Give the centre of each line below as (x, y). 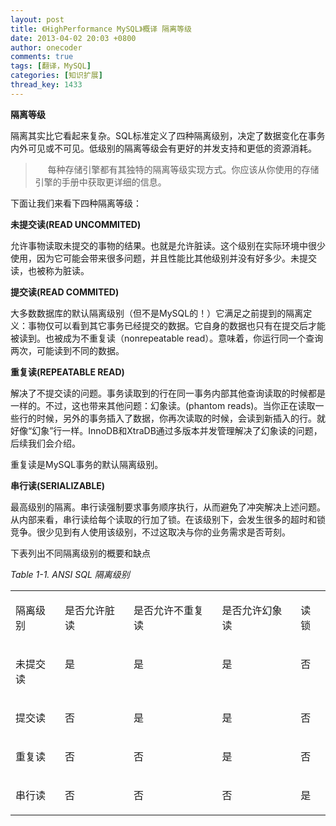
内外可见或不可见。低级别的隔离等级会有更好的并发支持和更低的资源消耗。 (163, 148)
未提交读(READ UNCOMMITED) (76, 224)
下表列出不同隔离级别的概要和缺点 (80, 553)
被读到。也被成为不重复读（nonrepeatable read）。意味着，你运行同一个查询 (167, 338)
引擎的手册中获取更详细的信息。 (100, 182)
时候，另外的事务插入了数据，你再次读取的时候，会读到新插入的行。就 (181, 418)
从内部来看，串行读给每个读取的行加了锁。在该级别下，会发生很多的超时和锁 (168, 519)
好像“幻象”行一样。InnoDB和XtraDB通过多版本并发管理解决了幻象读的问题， (166, 430)
